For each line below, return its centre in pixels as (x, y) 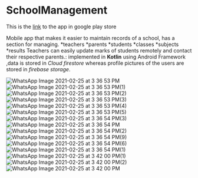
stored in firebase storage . (38, 69)
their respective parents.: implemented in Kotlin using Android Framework (96, 57)
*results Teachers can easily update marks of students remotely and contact (99, 50)
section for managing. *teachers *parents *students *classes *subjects (93, 44)
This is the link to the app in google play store (61, 27)
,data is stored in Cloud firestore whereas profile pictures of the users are (95, 63)
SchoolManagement (57, 10)
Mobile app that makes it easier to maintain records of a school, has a (90, 38)
